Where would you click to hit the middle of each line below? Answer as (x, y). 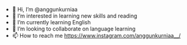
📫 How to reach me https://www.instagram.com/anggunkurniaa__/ (96, 36)
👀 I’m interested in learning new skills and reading (75, 16)
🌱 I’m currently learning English (51, 22)
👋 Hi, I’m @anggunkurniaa (45, 9)
